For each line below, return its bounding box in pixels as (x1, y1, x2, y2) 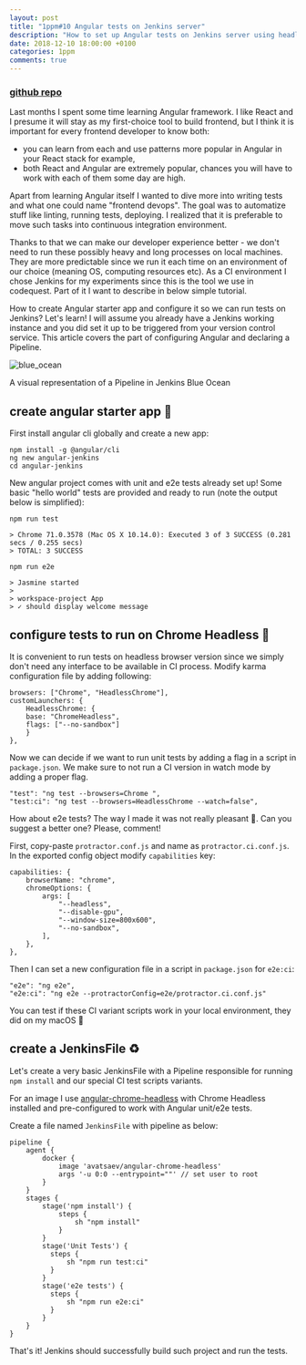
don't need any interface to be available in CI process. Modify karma (9, 660, 267, 671)
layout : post (9, 13, 59, 23)
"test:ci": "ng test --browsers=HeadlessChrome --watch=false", (9, 797, 259, 806)
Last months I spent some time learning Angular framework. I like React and (9, 107, 294, 118)
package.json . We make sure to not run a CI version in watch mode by (9, 761, 271, 772)
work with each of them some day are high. (22, 172, 187, 183)
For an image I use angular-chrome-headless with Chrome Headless (9, 1092, 266, 1103)
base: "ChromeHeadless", (25, 712, 120, 721)
